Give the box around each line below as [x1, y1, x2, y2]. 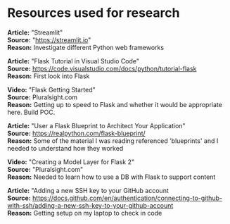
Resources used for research [7, 5, 180, 21]
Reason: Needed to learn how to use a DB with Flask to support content [7, 173, 216, 181]
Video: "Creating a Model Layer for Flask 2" [7, 157, 135, 166]
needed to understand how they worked [7, 144, 124, 152]
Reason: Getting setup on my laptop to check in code [7, 209, 162, 217]
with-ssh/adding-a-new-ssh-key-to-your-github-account [7, 201, 174, 209]
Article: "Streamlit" [7, 28, 63, 37]
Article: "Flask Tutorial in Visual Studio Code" [7, 56, 139, 65]
